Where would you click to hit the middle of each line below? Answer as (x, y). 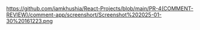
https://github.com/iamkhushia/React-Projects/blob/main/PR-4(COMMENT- (100, 9)
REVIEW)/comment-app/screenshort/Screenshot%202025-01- (84, 15)
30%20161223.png (29, 21)
